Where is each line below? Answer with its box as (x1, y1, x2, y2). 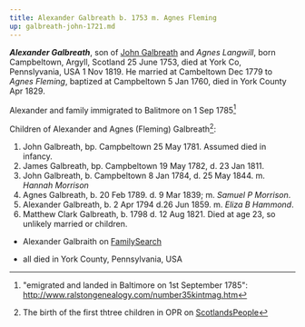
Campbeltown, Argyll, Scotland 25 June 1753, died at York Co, (9, 56, 242, 67)
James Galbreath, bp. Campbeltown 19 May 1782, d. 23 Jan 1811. (22, 160, 265, 171)
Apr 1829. (9, 85, 45, 96)
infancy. (22, 151, 53, 162)
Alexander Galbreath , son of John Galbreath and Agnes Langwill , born (9, 46, 276, 57)
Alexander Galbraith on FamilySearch (22, 235, 162, 246)
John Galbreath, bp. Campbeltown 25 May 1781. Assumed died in (22, 141, 267, 152)
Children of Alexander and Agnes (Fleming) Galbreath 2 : (9, 122, 217, 134)
